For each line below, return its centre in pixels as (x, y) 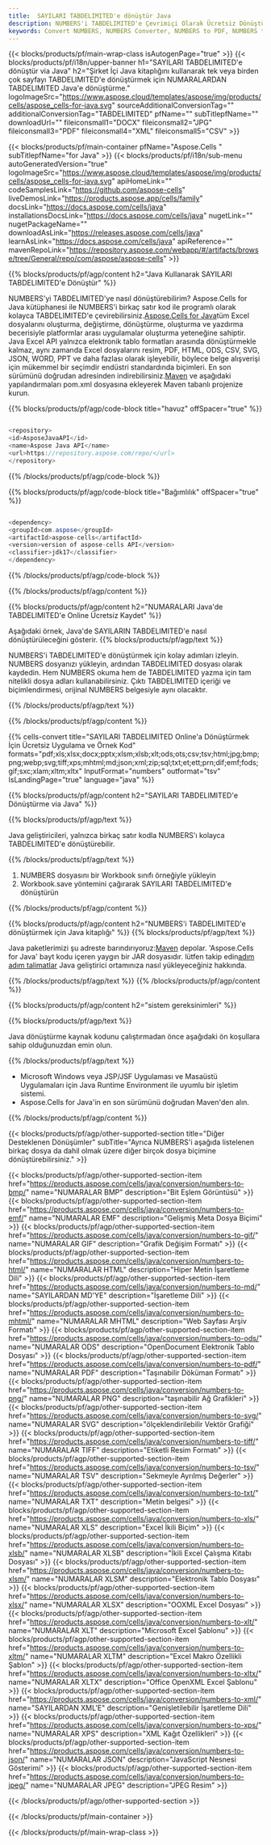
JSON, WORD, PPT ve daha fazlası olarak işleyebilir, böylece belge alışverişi (134, 359)
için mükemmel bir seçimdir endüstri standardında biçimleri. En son (120, 367)
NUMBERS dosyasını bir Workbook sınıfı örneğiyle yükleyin (118, 875)
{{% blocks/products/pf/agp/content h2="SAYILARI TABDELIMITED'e (123, 795)
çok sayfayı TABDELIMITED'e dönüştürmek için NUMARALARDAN (118, 80)
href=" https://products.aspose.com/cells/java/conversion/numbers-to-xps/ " (135, 1725)
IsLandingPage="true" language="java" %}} (81, 780)
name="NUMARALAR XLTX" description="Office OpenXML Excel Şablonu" (133, 1682)
